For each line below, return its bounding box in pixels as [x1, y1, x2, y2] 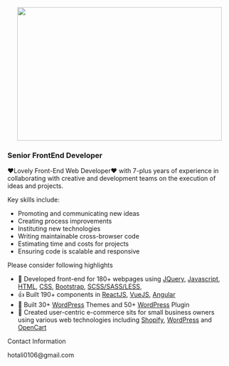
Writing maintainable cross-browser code [17, 232, 140, 241]
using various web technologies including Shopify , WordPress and [17, 315, 212, 324]
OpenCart [17, 323, 47, 332]
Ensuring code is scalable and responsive [17, 247, 140, 256]
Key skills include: [7, 196, 60, 204]
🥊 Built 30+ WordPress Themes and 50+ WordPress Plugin [17, 300, 190, 309]
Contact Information [7, 337, 66, 345]
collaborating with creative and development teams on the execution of [7, 174, 216, 183]
